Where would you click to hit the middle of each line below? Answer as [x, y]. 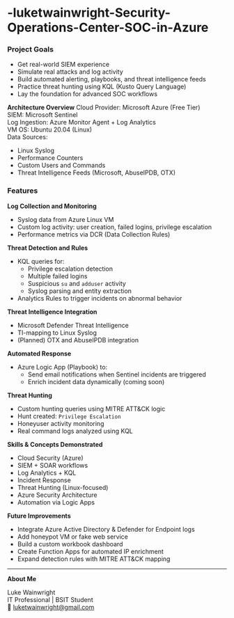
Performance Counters [50, 158]
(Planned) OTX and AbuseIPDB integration [78, 340]
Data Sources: [28, 137]
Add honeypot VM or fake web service [73, 537]
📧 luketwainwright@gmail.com [51, 607]
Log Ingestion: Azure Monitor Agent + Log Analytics [82, 122]
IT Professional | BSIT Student [50, 599]
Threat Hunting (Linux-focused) [63, 487]
